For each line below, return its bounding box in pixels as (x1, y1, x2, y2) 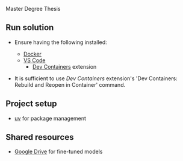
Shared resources (5, 132, 74, 142)
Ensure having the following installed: (14, 39, 108, 46)
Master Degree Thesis (5, 5, 61, 12)
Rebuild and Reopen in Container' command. (14, 81, 126, 88)
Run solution (5, 22, 54, 33)
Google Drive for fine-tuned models (14, 148, 103, 156)
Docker (23, 50, 42, 57)
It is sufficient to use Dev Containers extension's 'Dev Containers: (14, 75, 178, 82)
